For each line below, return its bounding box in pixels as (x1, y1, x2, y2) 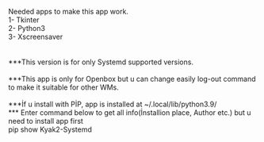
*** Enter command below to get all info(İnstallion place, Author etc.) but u (8, 108, 251, 117)
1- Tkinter (8, 15, 40, 25)
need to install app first (8, 117, 83, 125)
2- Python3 (8, 24, 46, 33)
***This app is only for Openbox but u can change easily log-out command (8, 75, 256, 83)
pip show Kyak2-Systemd (8, 125, 93, 134)
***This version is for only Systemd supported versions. (8, 57, 194, 67)
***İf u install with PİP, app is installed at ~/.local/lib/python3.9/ (8, 99, 217, 109)
